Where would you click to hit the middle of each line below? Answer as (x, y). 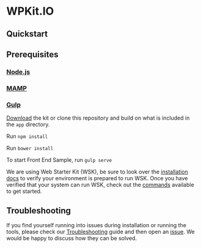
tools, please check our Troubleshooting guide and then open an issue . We (100, 232)
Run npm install (27, 136)
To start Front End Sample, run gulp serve (59, 160)
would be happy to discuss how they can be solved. (72, 238)
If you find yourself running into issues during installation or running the (96, 225)
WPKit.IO (30, 11)
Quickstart (27, 34)
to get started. (24, 191)
